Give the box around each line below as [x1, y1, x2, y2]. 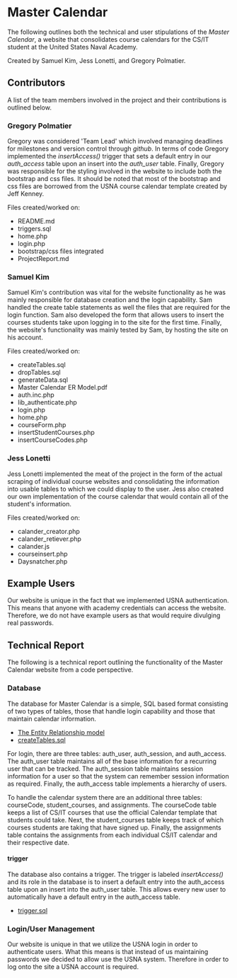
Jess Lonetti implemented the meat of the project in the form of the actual [7, 470, 223, 478]
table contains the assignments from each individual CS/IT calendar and [7, 830, 218, 839]
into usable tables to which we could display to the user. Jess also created [7, 484, 224, 493]
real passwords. [7, 619, 54, 627]
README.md [17, 217, 55, 226]
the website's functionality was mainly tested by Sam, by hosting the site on [7, 326, 229, 334]
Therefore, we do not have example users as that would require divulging [7, 611, 221, 619]
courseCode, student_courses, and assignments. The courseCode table [7, 801, 217, 809]
